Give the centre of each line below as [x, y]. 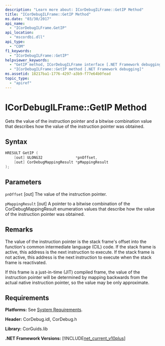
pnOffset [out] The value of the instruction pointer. [56, 194]
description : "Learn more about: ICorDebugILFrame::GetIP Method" [74, 10]
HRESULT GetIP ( [22, 153]
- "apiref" [21, 83]
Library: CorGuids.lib [27, 329]
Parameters [23, 182]
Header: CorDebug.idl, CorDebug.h [41, 319]
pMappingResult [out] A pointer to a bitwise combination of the [68, 204]
